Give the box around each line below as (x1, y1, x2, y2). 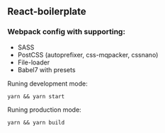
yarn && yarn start (7, 93, 65, 100)
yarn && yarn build (7, 119, 65, 126)
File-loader (17, 58, 50, 66)
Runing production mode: (7, 105, 81, 114)
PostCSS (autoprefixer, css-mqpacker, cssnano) (17, 50, 159, 59)
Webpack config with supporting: (7, 27, 126, 37)
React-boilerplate (7, 6, 86, 18)
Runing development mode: (7, 79, 88, 88)
